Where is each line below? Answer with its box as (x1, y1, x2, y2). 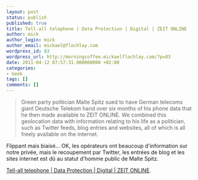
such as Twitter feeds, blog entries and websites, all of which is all (20, 124, 185, 131)
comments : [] (6, 82, 39, 88)
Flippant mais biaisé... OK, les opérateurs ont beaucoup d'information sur (6, 143, 188, 149)
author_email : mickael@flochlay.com (6, 43, 98, 49)
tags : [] (6, 76, 28, 82)
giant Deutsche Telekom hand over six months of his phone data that (20, 105, 192, 112)
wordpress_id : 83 (6, 48, 50, 54)
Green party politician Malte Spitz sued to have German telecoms (20, 98, 183, 106)
